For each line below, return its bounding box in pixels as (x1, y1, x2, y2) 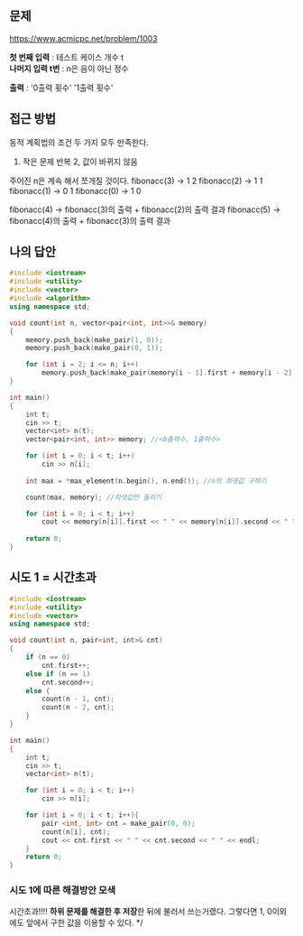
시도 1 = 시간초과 (9, 570, 97, 585)
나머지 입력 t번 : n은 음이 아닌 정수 (9, 62, 129, 74)
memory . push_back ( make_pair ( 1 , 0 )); (25, 335, 164, 345)
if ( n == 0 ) (25, 653, 70, 662)
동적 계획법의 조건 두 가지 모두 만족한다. (9, 136, 149, 147)
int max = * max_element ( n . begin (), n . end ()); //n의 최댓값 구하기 (25, 477, 268, 486)
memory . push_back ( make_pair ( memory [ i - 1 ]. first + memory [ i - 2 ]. (41, 368, 297, 377)
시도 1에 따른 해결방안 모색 (9, 884, 116, 896)
